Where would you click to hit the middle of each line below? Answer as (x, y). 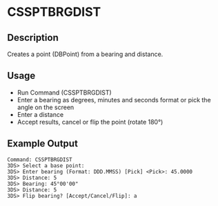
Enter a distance (40, 114)
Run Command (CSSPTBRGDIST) (64, 92)
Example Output (42, 143)
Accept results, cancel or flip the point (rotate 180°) (90, 122)
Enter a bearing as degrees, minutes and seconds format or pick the (114, 100)
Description (33, 38)
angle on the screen (46, 107)
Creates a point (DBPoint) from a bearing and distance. (85, 54)
